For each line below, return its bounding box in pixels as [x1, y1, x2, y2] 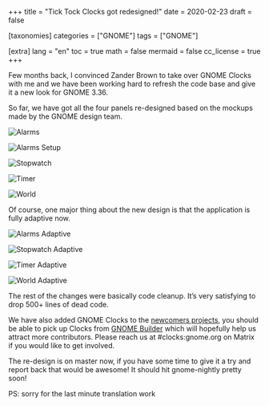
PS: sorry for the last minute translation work [8, 389, 156, 398]
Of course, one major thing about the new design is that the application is [8, 205, 251, 214]
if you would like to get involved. [8, 341, 115, 350]
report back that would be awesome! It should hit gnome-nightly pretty [8, 365, 242, 374]
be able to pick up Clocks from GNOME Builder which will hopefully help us [8, 324, 256, 333]
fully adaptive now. [8, 213, 70, 223]
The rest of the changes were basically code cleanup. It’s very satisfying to [8, 291, 256, 300]
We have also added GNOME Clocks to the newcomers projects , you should [8, 315, 259, 324]
